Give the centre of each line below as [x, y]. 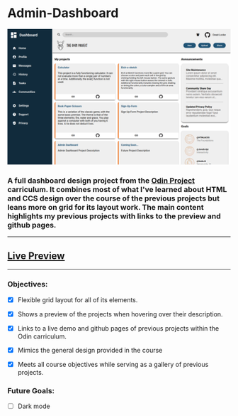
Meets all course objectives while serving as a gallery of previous [113, 364]
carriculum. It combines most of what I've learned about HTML [117, 190]
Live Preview [36, 256]
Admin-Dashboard [63, 13]
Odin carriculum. [42, 336]
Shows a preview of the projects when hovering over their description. [120, 314]
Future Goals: [31, 390]
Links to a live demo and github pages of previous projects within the [118, 328]
